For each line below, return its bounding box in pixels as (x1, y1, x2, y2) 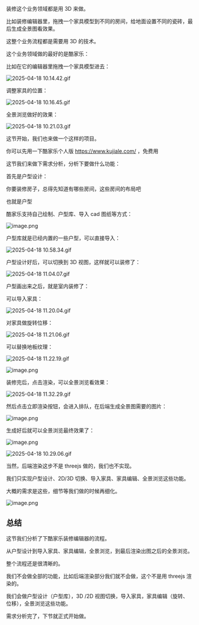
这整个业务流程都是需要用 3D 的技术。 (6, 38, 99, 44)
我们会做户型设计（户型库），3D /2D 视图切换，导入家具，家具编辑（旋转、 (6, 592, 188, 600)
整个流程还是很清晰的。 (6, 560, 63, 567)
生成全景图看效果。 (11, 25, 58, 32)
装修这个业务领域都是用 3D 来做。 (6, 5, 89, 12)
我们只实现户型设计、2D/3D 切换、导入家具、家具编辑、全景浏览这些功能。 (6, 475, 190, 482)
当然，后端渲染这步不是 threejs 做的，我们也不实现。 (6, 462, 135, 469)
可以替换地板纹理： (6, 343, 53, 350)
